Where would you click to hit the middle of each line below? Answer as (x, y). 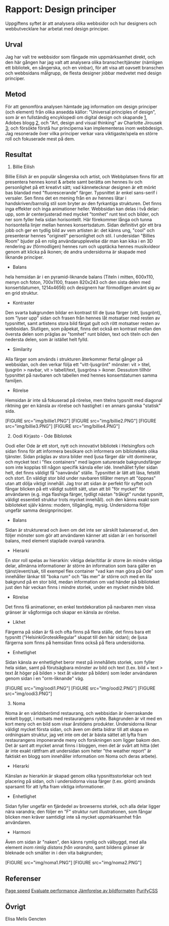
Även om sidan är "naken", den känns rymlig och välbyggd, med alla (76, 842)
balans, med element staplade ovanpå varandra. (55, 541)
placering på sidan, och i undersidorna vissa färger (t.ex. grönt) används (80, 781)
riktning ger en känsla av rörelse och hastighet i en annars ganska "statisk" (83, 406)
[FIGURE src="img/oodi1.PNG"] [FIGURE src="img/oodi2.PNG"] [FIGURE (80, 688)
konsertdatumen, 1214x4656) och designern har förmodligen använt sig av (83, 288)
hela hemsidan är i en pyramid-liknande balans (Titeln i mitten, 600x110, (80, 277)
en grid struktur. (22, 293)
